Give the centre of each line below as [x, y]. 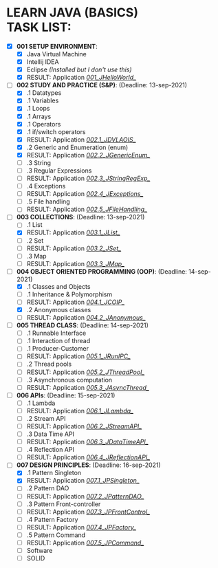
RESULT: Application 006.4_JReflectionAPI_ [88, 457]
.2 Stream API [46, 418]
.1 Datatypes [44, 93]
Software [40, 550]
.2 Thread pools [49, 364]
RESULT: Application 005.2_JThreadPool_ [86, 372]
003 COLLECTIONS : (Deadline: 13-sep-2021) [80, 217]
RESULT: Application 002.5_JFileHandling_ [87, 209]
